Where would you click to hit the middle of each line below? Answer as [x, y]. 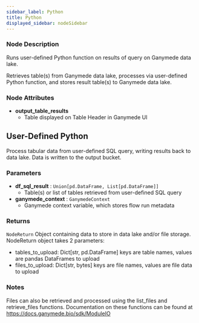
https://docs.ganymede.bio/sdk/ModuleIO [58, 313]
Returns [18, 221]
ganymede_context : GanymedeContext [62, 199]
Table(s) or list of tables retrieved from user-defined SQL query [103, 193]
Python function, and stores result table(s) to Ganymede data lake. [89, 82]
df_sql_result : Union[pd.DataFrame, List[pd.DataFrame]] [87, 186]
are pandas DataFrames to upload [57, 259]
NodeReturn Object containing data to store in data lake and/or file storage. [99, 234]
